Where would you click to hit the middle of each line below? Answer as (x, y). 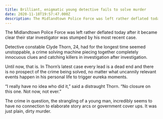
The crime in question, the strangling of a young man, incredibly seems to (79, 101)
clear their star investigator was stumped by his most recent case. (71, 37)
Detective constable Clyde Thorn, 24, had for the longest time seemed (75, 47)
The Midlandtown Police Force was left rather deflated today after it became (81, 33)
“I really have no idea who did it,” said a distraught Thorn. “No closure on (78, 86)
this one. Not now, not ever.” (33, 92)
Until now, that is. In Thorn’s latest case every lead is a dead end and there (79, 67)
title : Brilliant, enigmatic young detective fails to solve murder (76, 9)
